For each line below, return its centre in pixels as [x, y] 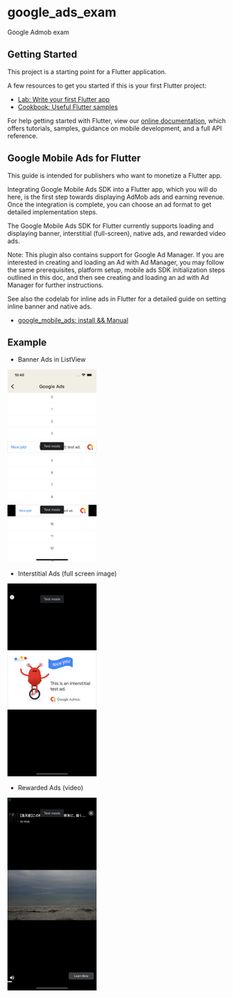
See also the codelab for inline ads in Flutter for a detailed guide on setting [117, 298]
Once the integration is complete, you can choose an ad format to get [109, 204]
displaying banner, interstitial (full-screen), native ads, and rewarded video [116, 233]
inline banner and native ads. [50, 306]
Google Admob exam [38, 32]
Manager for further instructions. [56, 285]
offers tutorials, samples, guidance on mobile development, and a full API [115, 128]
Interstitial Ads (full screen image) [67, 573]
